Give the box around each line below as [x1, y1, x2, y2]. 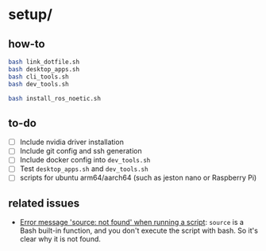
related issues [8, 196, 80, 210]
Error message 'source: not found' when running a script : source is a [19, 218, 245, 227]
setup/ [8, 6, 53, 24]
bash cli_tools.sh [8, 73, 69, 81]
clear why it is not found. [19, 234, 102, 244]
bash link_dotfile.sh [8, 58, 80, 66]
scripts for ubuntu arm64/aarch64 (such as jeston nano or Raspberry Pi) [19, 173, 257, 183]
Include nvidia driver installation [19, 137, 125, 147]
